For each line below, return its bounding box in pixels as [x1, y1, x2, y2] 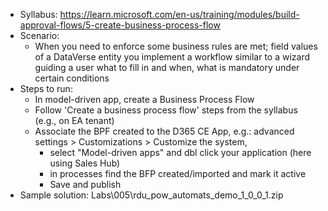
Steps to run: [19, 83, 73, 94]
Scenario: [19, 30, 60, 41]
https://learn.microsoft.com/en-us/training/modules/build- [59, 9, 300, 20]
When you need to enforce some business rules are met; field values [34, 40, 318, 52]
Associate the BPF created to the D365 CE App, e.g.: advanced [34, 125, 295, 137]
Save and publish [49, 179, 122, 190]
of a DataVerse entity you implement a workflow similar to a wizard [34, 51, 311, 63]
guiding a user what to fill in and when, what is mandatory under [34, 62, 300, 73]
